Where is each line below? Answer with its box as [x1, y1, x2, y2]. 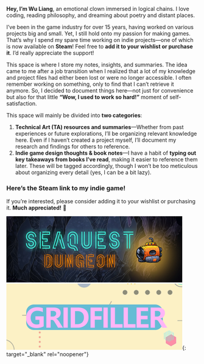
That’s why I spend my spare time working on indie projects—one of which [6, 37, 194, 43]
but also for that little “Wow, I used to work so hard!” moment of [6, 94, 169, 100]
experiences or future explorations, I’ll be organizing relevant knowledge [15, 130, 197, 137]
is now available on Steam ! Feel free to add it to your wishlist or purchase [6, 43, 193, 50]
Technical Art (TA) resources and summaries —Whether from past [15, 124, 184, 130]
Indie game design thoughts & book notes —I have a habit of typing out [15, 149, 197, 156]
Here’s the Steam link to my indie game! [6, 184, 126, 192]
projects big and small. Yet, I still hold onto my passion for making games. [6, 30, 191, 37]
